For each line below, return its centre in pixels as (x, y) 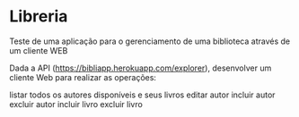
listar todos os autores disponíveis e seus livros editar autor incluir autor (142, 95)
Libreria (39, 17)
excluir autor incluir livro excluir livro (76, 104)
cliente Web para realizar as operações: (83, 77)
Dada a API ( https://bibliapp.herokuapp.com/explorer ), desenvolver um (141, 68)
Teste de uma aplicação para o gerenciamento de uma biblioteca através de (149, 41)
